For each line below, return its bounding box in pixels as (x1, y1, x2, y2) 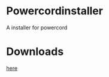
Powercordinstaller (6, 4, 104, 18)
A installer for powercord (6, 24, 68, 31)
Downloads (6, 45, 64, 58)
